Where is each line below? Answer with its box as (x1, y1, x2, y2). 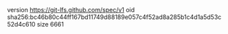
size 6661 (36, 20, 64, 28)
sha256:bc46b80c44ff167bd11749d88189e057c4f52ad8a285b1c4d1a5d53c (7, 13, 222, 21)
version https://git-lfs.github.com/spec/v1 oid (7, 6, 135, 14)
